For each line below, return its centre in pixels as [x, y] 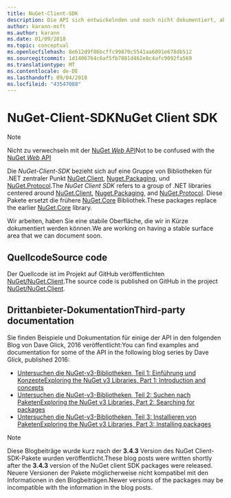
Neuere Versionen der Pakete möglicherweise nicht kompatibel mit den [108, 473]
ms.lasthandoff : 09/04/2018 [47, 77]
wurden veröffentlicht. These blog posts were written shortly [127, 458]
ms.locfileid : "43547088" [44, 84]
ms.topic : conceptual [38, 45]
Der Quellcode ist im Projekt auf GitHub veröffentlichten [86, 274]
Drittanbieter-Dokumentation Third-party [96, 310]
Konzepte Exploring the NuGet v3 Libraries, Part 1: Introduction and [111, 380]
